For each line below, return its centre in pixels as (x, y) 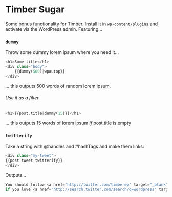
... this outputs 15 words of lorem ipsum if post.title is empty (68, 123)
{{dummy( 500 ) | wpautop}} (40, 71)
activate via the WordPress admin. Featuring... (54, 29)
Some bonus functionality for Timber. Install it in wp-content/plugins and (82, 24)
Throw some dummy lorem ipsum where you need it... (62, 52)
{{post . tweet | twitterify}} (34, 160)
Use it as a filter (22, 98)
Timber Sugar (35, 10)
